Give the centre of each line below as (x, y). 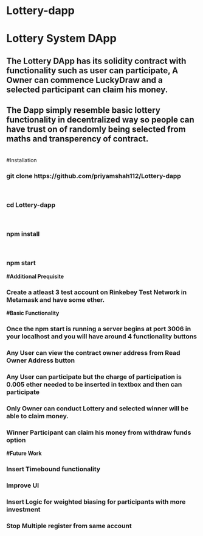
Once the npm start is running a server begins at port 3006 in (99, 329)
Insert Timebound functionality (53, 469)
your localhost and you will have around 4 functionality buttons (102, 336)
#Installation (22, 160)
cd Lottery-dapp (31, 205)
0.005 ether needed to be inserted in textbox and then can (94, 384)
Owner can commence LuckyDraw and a (84, 80)
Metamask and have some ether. (56, 299)
